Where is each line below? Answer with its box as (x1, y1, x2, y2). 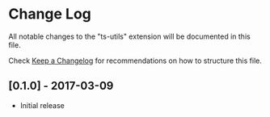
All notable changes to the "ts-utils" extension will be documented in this (8, 31, 251, 41)
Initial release (19, 100, 65, 110)
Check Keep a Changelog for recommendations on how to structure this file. (8, 56, 263, 65)
